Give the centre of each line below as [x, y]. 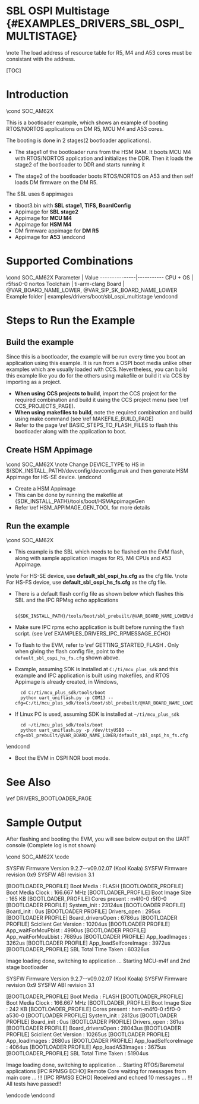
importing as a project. [34, 382]
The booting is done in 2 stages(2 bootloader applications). [79, 140]
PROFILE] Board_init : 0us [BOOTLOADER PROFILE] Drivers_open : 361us [95, 1022]
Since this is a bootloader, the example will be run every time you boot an [96, 356]
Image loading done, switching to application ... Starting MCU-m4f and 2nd [98, 961]
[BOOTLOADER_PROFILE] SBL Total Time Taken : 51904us [77, 1053]
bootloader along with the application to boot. [70, 431]
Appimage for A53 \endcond [50, 237]
